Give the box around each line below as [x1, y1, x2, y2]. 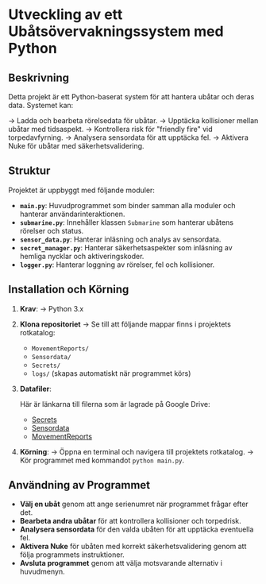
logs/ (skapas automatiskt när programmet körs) [31, 368, 191, 378]
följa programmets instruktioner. [19, 550, 125, 559]
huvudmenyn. [19, 567, 65, 577]
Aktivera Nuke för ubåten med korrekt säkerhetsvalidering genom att [19, 542, 247, 551]
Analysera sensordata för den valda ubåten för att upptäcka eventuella [19, 524, 254, 534]
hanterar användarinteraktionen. [19, 209, 125, 219]
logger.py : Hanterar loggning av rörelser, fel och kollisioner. [19, 260, 215, 269]
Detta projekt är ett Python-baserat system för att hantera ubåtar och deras [8, 92, 255, 101]
